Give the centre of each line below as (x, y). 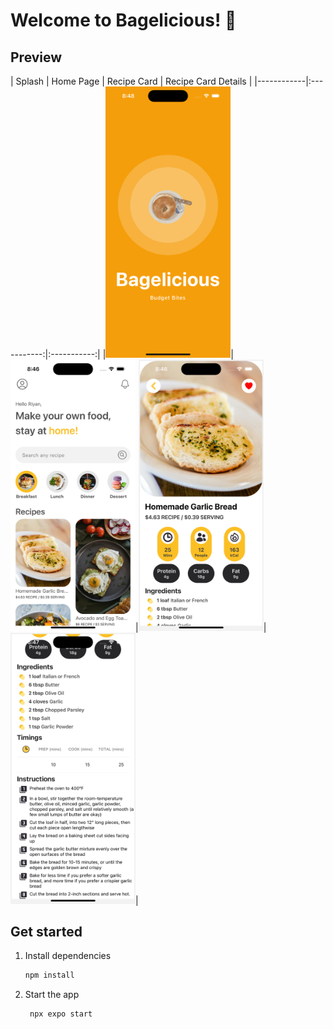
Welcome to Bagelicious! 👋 (123, 20)
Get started (46, 932)
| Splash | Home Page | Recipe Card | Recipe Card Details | (131, 81)
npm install (49, 975)
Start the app (52, 995)
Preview (36, 57)
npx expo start (61, 1014)
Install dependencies (68, 956)
